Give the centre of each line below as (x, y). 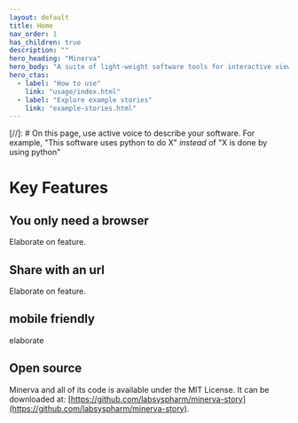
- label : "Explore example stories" (85, 100)
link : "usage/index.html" (73, 91)
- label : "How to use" (59, 83)
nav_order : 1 (33, 34)
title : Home (31, 26)
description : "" (39, 51)
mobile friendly (52, 319)
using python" (35, 153)
